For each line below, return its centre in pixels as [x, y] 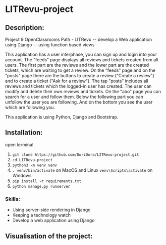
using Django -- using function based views [50, 45]
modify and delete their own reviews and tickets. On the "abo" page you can [83, 91]
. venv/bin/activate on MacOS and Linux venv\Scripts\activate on [82, 170]
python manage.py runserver [41, 186]
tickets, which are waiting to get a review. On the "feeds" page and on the [80, 70]
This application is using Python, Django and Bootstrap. [62, 117]
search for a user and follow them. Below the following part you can [74, 97]
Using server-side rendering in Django [51, 210]
